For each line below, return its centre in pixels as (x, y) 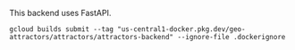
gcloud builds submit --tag (62, 29)
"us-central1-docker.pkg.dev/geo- (181, 29)
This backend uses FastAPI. (60, 13)
